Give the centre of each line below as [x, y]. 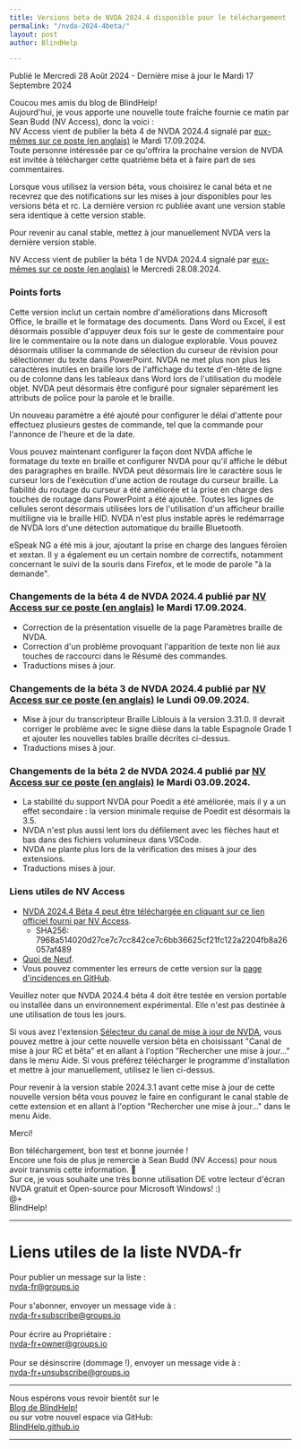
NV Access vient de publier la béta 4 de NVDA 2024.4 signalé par [131, 132]
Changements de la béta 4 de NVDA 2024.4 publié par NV [138, 597]
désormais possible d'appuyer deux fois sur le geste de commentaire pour [147, 331]
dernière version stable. [53, 242]
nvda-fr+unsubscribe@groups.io [70, 1372]
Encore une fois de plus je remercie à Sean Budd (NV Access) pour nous [143, 1160]
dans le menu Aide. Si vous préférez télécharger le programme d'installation [150, 1060]
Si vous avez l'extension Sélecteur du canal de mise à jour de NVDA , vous [146, 1031]
